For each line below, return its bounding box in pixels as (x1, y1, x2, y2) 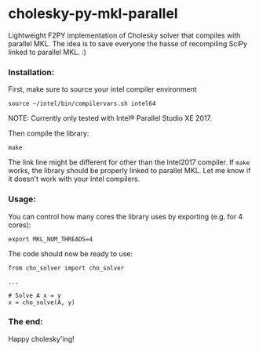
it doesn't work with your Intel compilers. (8, 174, 140, 184)
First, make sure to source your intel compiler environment (8, 85, 198, 94)
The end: (8, 317, 43, 327)
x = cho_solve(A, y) (8, 299, 76, 306)
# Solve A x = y (8, 291, 61, 299)
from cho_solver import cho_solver (8, 264, 125, 272)
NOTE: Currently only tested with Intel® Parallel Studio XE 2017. (8, 114, 213, 123)
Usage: (8, 194, 37, 204)
